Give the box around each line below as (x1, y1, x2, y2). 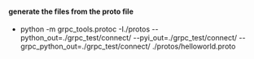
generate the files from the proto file (8, 6, 134, 16)
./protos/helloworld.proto (151, 41, 236, 52)
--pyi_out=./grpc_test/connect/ (133, 33, 238, 43)
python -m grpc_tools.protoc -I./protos (20, 24, 151, 34)
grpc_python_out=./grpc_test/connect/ (20, 41, 151, 52)
